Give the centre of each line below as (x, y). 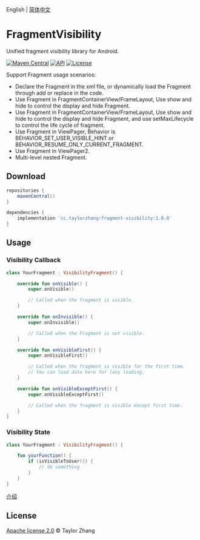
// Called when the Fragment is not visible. (87, 333)
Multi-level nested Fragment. (51, 157)
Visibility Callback (34, 260)
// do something (59, 467)
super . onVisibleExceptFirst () (66, 394)
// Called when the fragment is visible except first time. (105, 405)
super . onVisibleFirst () (58, 356)
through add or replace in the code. (59, 93)
